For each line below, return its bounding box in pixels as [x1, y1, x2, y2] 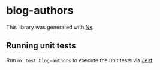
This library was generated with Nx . [6, 23, 94, 31]
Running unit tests [6, 41, 76, 51]
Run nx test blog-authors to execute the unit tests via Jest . [6, 56, 154, 63]
